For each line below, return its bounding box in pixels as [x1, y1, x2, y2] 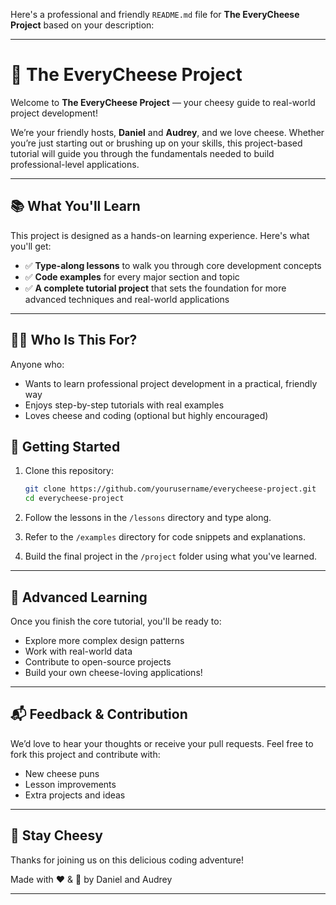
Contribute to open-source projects [24, 655, 172, 668]
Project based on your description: [10, 19, 155, 31]
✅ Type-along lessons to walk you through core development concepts [24, 259, 322, 271]
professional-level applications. [10, 158, 140, 170]
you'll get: [10, 240, 52, 252]
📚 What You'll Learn [10, 198, 141, 215]
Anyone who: [10, 358, 65, 370]
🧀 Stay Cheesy [10, 827, 103, 844]
